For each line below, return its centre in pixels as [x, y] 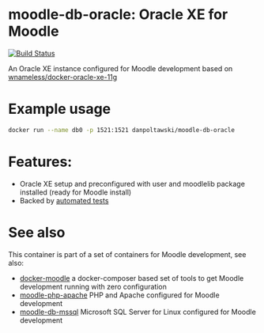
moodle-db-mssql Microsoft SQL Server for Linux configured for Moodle [138, 312]
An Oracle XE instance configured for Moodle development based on [121, 68]
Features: [40, 162]
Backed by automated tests [64, 200]
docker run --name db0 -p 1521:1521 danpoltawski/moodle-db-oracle [122, 130]
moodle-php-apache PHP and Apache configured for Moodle [119, 295]
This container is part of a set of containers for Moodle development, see [127, 254]
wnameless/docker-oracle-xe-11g [63, 77]
